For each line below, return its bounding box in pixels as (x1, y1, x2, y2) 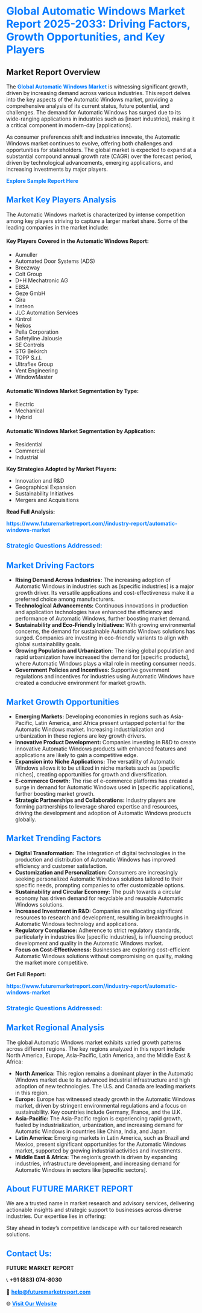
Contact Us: (6, 1248, 52, 1258)
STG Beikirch (14, 348, 48, 355)
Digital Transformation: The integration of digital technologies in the (14, 849, 186, 856)
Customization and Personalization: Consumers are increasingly (14, 868, 178, 876)
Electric (14, 401, 34, 408)
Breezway (14, 264, 40, 271)
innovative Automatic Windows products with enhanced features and (14, 745, 187, 752)
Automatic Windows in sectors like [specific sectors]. (14, 1166, 148, 1173)
